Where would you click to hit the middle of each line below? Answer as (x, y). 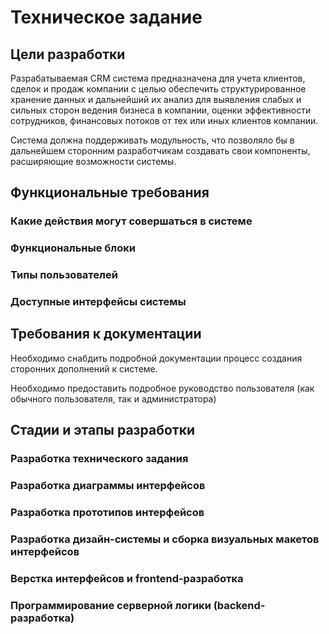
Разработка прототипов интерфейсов (107, 513)
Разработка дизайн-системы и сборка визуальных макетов (165, 539)
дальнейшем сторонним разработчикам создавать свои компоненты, (160, 150)
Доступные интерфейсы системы (98, 302)
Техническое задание (106, 17)
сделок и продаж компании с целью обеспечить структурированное (158, 89)
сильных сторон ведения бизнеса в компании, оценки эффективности (161, 110)
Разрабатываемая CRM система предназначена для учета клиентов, (158, 78)
